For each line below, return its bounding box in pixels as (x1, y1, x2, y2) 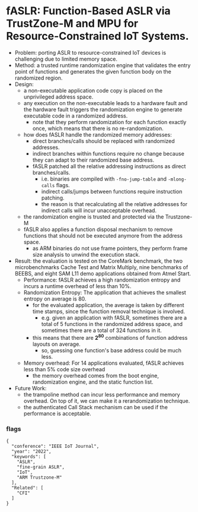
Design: (14, 80, 34, 87)
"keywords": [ (11, 453, 46, 460)
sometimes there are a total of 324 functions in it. (41, 327, 162, 334)
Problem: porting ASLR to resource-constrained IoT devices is (14, 49, 167, 56)
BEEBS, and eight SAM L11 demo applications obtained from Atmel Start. (14, 270, 191, 277)
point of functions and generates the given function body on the (14, 68, 172, 75)
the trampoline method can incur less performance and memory (23, 391, 180, 398)
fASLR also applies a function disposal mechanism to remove (23, 226, 173, 233)
